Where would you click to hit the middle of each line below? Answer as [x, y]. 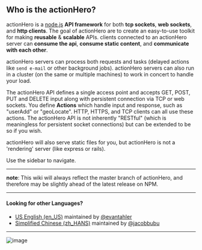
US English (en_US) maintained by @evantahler [73, 217]
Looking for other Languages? [44, 203]
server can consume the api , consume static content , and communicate [98, 43]
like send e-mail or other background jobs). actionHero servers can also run [100, 68]
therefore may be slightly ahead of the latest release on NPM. [82, 184]
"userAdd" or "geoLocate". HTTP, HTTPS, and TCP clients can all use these [100, 111]
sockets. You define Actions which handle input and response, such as [94, 105]
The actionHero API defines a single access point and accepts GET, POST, [98, 92]
